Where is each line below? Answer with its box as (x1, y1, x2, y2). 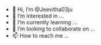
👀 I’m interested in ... (12, 12, 64, 19)
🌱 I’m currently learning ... (12, 19, 78, 26)
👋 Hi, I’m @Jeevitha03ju (12, 6, 73, 13)
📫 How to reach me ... (12, 32, 69, 39)
